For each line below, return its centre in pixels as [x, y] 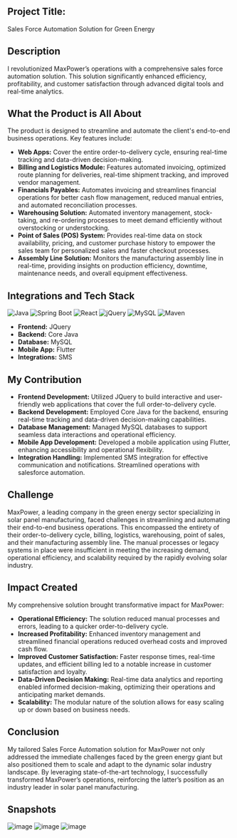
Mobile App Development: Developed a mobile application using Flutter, [124, 442]
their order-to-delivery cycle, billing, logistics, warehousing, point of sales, [116, 535]
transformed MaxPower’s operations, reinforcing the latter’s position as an [116, 780]
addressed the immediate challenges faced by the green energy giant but [115, 757]
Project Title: [37, 12]
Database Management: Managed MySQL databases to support [112, 427]
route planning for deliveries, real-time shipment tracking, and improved [123, 175]
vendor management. [49, 183]
